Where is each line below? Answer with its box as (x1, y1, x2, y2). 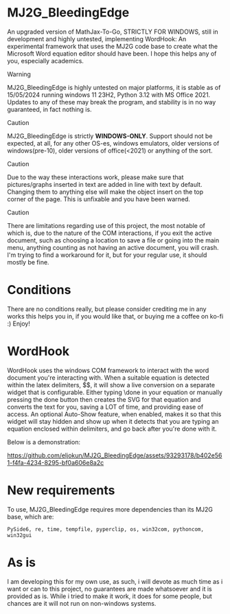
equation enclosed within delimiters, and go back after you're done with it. (7, 424, 218, 433)
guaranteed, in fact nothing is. (7, 105, 92, 113)
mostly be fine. (7, 258, 49, 266)
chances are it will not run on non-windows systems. (7, 599, 157, 607)
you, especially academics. (7, 56, 84, 65)
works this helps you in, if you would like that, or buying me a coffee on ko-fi (7, 312, 224, 320)
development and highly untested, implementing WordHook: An (7, 34, 187, 43)
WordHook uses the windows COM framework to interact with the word (7, 366, 209, 374)
